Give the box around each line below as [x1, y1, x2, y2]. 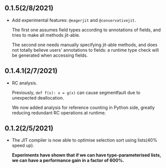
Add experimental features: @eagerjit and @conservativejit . [11, 17, 136, 23]
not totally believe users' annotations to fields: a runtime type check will [11, 47, 159, 53]
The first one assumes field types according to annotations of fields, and [11, 27, 161, 33]
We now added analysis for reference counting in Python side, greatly [11, 104, 155, 110]
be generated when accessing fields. [11, 52, 88, 58]
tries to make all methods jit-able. [11, 32, 81, 38]
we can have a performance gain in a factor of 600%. [11, 158, 125, 164]
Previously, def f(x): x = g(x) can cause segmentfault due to [11, 89, 141, 95]
